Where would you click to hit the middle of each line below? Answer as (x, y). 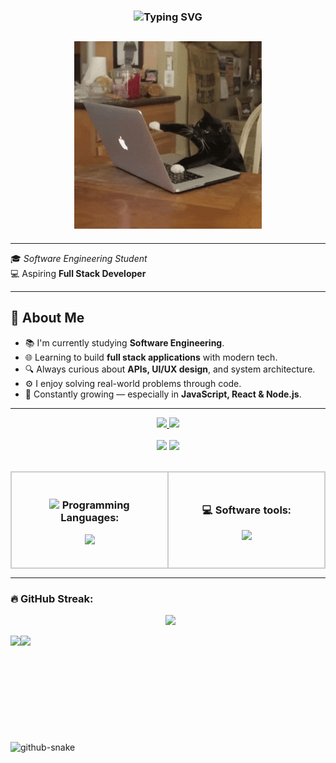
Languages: (89, 518)
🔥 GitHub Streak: (52, 598)
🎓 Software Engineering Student (79, 258)
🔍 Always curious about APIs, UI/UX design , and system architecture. (170, 369)
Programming (95, 505)
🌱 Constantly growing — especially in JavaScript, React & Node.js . (163, 394)
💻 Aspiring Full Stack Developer (78, 273)
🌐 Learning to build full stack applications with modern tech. (151, 357)
